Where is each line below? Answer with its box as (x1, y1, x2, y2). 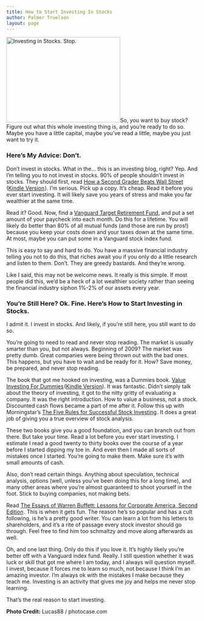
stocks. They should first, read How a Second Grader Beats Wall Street (6, 178, 183, 185)
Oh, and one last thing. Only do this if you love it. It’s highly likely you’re (6, 545, 185, 552)
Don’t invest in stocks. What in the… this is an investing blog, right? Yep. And (6, 165, 198, 172)
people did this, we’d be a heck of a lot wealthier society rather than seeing (6, 277, 194, 285)
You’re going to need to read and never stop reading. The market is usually (6, 338, 194, 346)
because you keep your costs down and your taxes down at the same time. (6, 228, 194, 235)
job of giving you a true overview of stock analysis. (6, 415, 134, 422)
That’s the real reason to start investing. (6, 596, 106, 603)
